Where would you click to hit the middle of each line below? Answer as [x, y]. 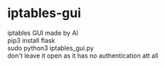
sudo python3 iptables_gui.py [50, 48]
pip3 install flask [31, 40]
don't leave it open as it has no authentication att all [83, 56]
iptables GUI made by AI [43, 33]
